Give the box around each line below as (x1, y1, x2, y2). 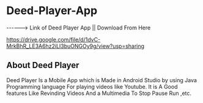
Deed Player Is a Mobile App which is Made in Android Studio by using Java (6, 76, 197, 83)
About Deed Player (6, 60, 79, 71)
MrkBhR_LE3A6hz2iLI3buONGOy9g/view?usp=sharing (6, 42, 145, 50)
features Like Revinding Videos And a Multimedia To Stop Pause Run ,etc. (6, 90, 191, 97)
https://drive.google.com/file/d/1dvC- (6, 36, 101, 43)
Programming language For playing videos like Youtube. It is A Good (6, 83, 178, 90)
